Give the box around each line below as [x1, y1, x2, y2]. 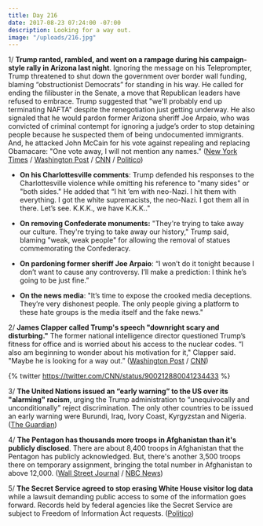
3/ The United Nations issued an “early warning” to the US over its [8, 386, 229, 396]
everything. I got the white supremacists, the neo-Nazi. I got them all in [19, 195, 250, 205]
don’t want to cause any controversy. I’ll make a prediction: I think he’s [19, 268, 247, 277]
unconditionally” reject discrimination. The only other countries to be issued [8, 404, 254, 413]
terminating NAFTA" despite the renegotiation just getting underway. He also [8, 105, 255, 115]
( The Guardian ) [8, 420, 57, 429]
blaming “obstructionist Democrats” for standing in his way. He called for [8, 80, 243, 89]
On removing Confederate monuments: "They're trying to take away [19, 219, 244, 228]
